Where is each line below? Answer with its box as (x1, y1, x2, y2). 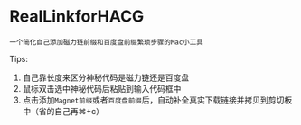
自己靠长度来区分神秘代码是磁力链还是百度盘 (22, 72, 190, 83)
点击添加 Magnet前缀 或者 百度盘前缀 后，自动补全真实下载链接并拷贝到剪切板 (22, 94, 292, 105)
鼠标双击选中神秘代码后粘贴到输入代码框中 (22, 83, 182, 94)
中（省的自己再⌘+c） (22, 105, 105, 116)
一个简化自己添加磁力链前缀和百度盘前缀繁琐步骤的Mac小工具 (9, 38, 203, 47)
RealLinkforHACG (9, 6, 145, 27)
